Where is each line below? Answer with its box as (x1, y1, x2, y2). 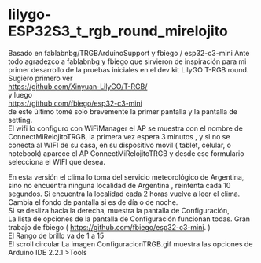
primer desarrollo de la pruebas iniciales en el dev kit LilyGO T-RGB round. (8, 65, 249, 74)
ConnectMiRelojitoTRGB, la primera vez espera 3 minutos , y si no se (8, 131, 230, 141)
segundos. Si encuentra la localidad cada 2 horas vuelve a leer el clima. (8, 189, 241, 198)
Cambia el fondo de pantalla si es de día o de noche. (8, 197, 178, 206)
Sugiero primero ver (8, 73, 73, 83)
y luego (8, 90, 33, 99)
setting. (8, 115, 33, 124)
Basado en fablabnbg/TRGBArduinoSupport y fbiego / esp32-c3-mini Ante (8, 48, 250, 57)
